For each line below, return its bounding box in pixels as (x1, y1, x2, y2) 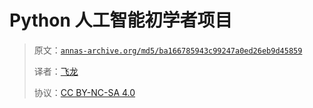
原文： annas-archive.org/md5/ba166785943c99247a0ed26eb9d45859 (33, 44, 303, 56)
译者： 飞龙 (33, 65, 79, 77)
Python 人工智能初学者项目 (9, 9, 233, 32)
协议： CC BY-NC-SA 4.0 (33, 86, 136, 98)
